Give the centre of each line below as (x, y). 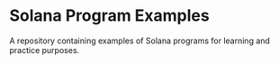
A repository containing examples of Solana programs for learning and (139, 41)
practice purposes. (45, 50)
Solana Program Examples (109, 16)
